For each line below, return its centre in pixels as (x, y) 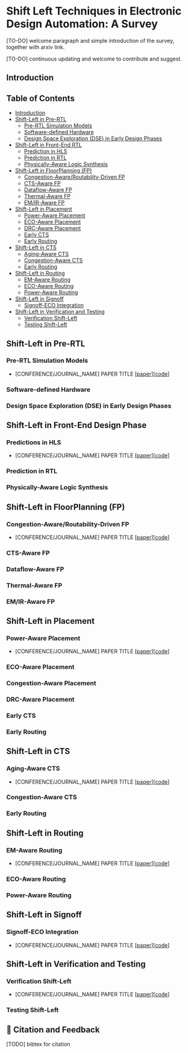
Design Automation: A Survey (82, 24)
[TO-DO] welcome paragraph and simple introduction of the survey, (90, 40)
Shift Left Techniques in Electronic (94, 11)
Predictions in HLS (34, 442)
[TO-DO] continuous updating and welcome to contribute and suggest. (94, 59)
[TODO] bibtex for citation (38, 1044)
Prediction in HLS (45, 152)
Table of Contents (41, 98)
